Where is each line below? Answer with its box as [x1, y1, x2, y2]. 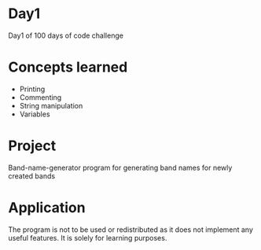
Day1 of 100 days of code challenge [8, 31, 124, 40]
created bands [8, 171, 56, 181]
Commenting [19, 92, 62, 102]
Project [8, 137, 57, 155]
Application [8, 199, 86, 216]
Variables [19, 109, 50, 119]
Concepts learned [8, 58, 128, 76]
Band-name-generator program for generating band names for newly [8, 163, 233, 172]
